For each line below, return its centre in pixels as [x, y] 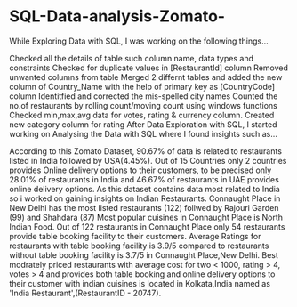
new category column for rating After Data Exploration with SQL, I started [143, 124]
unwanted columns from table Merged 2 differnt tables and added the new [146, 77]
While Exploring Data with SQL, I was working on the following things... [139, 41]
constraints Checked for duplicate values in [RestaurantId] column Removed [149, 68]
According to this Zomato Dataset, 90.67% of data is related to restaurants [146, 151]
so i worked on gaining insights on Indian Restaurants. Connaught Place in [145, 198]
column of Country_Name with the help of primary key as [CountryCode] [142, 86]
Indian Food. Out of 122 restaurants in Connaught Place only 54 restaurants [147, 226]
